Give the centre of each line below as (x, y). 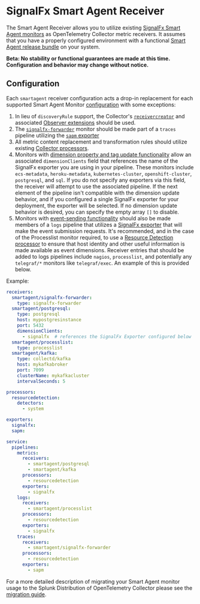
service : (17, 442)
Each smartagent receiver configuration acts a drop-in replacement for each (100, 98)
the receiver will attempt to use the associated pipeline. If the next (96, 186)
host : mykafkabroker (43, 364)
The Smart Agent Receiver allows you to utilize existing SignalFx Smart (93, 28)
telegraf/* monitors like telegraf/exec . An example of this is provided (102, 263)
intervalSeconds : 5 (41, 381)
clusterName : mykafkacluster (53, 376)
